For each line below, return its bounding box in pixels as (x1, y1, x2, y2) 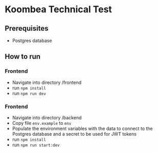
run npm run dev (12, 90, 47, 96)
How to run (5, 52, 41, 61)
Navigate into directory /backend (12, 114, 82, 121)
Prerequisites (5, 24, 49, 33)
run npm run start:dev (12, 142, 60, 148)
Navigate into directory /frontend (12, 79, 82, 85)
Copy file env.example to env (12, 120, 72, 126)
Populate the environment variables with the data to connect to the (12, 125, 153, 132)
